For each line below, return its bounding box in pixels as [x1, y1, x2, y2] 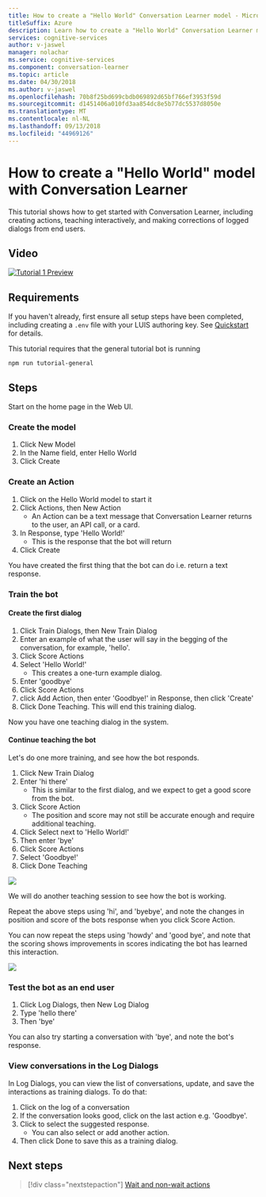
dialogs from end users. [8, 224, 85, 233]
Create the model [8, 421, 77, 432]
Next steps [8, 1159, 63, 1172]
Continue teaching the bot [8, 735, 97, 745]
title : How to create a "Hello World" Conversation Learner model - [8, 11, 239, 20]
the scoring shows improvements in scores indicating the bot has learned [8, 938, 248, 948]
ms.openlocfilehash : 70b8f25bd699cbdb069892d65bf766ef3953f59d [8, 93, 222, 101]
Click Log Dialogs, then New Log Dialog [19, 1000, 149, 1010]
